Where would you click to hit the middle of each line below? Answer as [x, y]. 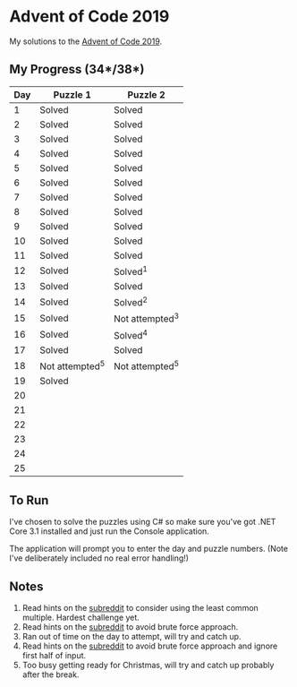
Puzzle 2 [146, 94]
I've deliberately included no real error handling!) [99, 558]
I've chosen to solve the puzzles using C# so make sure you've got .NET [143, 522]
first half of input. [54, 656]
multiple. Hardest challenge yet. [81, 618]
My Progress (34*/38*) [77, 69]
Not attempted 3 [146, 318]
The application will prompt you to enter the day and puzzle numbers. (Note [149, 549]
